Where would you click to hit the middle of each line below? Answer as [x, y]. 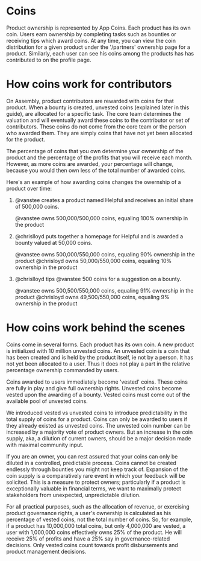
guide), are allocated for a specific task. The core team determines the [94, 113]
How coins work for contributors [89, 84]
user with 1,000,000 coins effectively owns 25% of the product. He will [94, 532]
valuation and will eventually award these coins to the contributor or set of [98, 120]
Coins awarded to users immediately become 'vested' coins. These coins [97, 382]
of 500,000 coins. [37, 206]
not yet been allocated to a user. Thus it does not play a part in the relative [98, 364]
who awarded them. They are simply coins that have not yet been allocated [99, 133]
